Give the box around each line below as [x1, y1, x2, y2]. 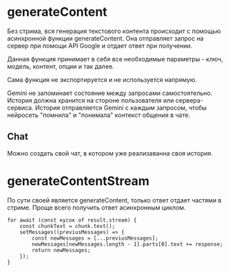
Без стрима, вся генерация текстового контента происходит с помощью [7, 27, 222, 35]
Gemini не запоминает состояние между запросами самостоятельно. [7, 89, 213, 97]
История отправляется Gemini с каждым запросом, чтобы [34, 103, 207, 112]
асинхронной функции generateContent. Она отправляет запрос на [7, 34, 205, 42]
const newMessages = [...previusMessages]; [32, 235, 158, 242]
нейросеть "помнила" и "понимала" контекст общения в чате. [7, 111, 191, 119]
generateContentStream [7, 173, 150, 189]
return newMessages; [32, 247, 91, 253]
